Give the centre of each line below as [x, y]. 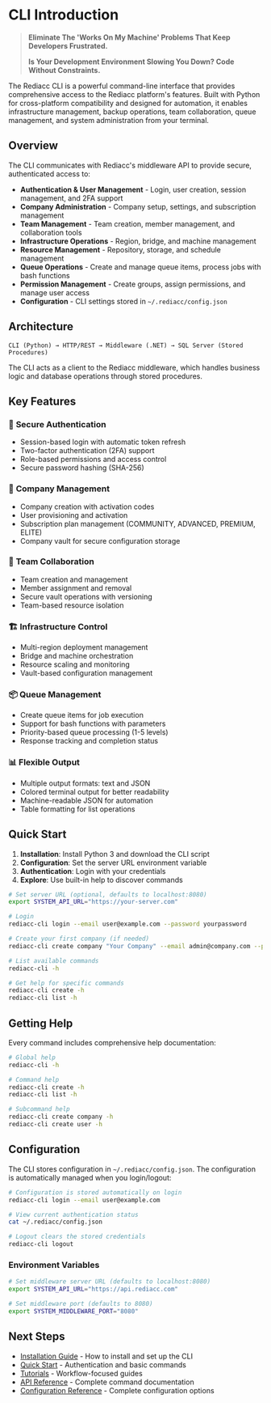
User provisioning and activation [74, 515]
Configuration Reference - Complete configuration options [117, 1390]
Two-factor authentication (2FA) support [87, 451]
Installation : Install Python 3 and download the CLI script [115, 854]
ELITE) [31, 532]
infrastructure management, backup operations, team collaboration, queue [132, 112]
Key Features [42, 401]
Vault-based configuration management [86, 673]
